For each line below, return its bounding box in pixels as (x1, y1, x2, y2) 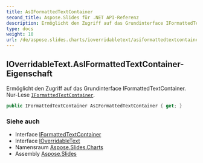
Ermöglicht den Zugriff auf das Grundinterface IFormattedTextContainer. (6, 85, 186, 92)
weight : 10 (6, 31, 34, 37)
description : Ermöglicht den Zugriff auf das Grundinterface (6, 20, 164, 26)
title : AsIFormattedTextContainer (6, 8, 94, 15)
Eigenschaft (6, 69, 53, 79)
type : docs (6, 25, 34, 32)
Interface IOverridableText (14, 137, 80, 144)
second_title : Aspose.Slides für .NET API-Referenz (6, 14, 139, 21)
